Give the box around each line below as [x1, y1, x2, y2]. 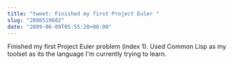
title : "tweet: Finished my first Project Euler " [7, 10, 160, 17]
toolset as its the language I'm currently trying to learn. [7, 50, 167, 58]
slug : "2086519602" [7, 17, 65, 24]
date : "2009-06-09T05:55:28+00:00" [7, 23, 112, 30]
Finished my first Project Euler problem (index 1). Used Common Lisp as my [7, 43, 227, 51]
